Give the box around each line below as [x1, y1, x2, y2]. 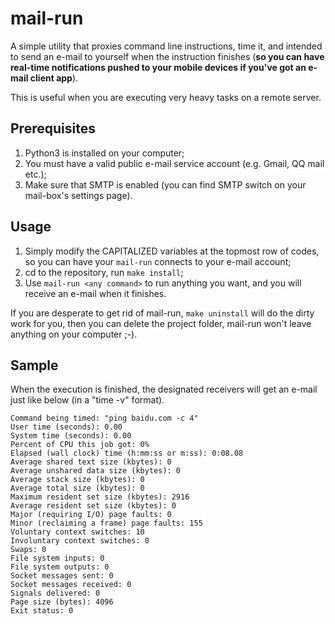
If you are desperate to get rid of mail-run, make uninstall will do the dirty [10, 307, 315, 319]
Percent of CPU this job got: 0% [10, 440, 150, 450]
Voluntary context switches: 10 [10, 527, 145, 537]
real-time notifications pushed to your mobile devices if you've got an [10, 61, 307, 73]
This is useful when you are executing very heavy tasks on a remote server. [10, 91, 322, 103]
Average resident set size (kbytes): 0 [10, 501, 177, 511]
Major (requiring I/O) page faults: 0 [10, 510, 172, 520]
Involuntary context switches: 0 [10, 536, 150, 546]
